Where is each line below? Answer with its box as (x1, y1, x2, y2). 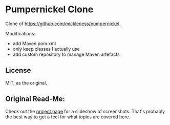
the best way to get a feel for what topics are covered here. (5, 114, 131, 120)
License (5, 66, 31, 75)
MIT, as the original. (5, 79, 47, 86)
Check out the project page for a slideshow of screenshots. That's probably (5, 108, 165, 114)
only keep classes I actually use (12, 46, 80, 52)
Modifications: (5, 30, 36, 36)
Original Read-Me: (5, 95, 65, 103)
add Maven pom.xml (12, 40, 56, 47)
